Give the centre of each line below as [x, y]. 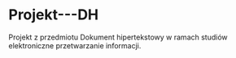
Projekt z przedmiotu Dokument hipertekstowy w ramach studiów [118, 37]
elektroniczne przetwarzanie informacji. [75, 45]
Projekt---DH [54, 15]
